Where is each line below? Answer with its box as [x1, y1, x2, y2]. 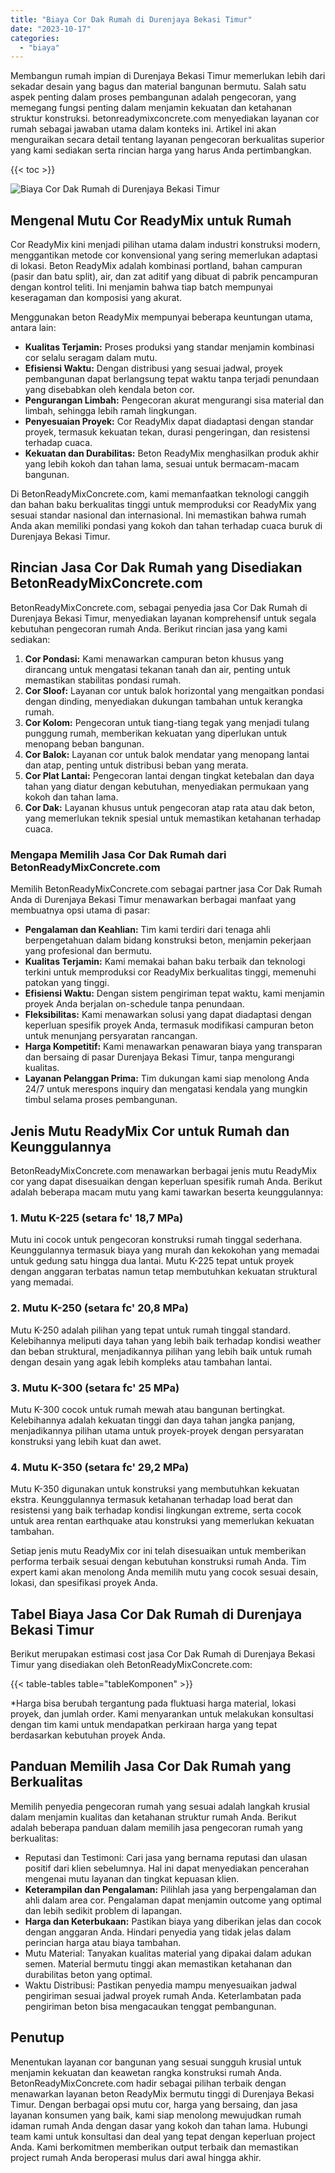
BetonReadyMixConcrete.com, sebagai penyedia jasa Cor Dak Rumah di [10, 601, 308, 613]
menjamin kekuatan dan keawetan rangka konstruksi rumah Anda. [10, 2066, 282, 2078]
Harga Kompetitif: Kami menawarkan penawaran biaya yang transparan [24, 1041, 323, 1053]
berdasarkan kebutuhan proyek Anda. [10, 1729, 166, 1741]
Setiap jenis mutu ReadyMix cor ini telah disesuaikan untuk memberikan [10, 1545, 307, 1557]
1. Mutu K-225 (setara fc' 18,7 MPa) [10, 1211, 184, 1225]
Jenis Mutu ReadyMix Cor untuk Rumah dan [10, 1122, 290, 1140]
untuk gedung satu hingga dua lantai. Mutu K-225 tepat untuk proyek [10, 1255, 295, 1267]
